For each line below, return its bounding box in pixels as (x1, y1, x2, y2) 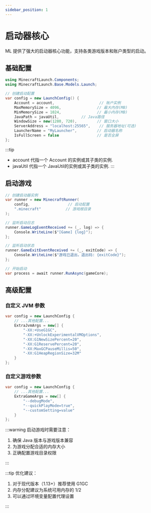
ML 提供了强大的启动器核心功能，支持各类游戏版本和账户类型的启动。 (5, 48, 149, 54)
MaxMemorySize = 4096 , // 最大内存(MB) (14, 105, 128, 110)
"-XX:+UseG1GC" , (23, 328, 57, 333)
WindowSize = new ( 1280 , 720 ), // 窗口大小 (14, 119, 119, 124)
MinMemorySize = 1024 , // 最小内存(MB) (14, 109, 128, 115)
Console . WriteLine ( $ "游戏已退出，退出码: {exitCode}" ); (14, 253, 126, 258)
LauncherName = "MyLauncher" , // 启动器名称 (14, 128, 122, 133)
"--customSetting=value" (23, 408, 75, 413)
